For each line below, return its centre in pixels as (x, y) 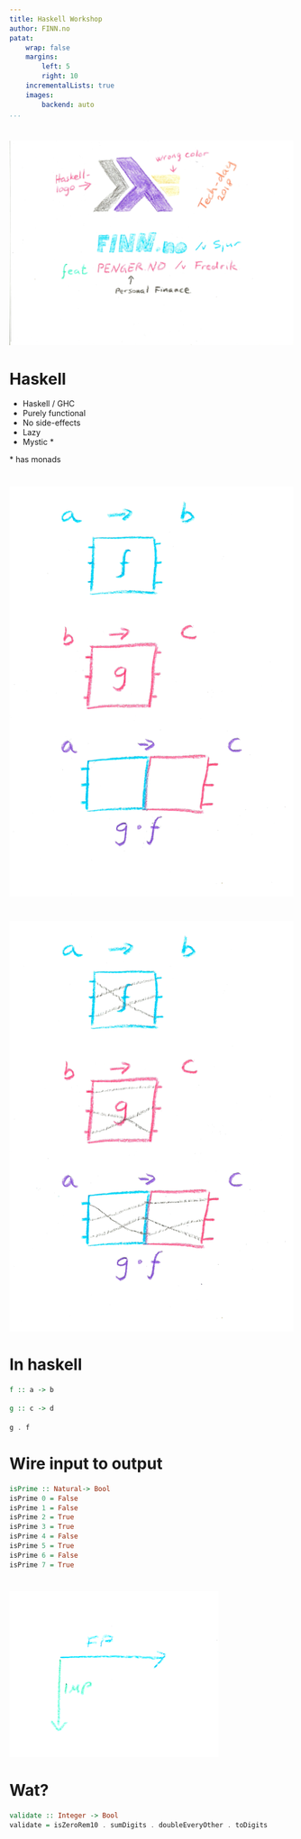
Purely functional (54, 414)
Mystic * (38, 442)
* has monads (35, 460)
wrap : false (48, 48)
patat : (22, 38)
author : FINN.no (40, 28)
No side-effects (51, 423)
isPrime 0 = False (44, 1498)
